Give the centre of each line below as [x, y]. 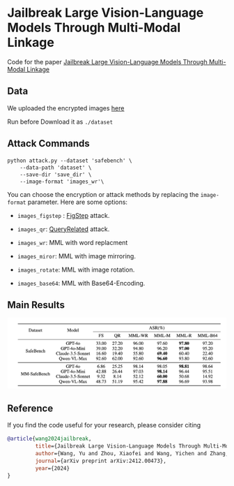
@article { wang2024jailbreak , [49, 439]
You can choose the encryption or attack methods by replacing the [103, 194]
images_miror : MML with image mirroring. [76, 256]
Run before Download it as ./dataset [60, 121]
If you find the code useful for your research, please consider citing [104, 425]
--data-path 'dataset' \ [56, 168]
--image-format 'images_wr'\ [62, 182]
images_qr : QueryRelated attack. [63, 229]
